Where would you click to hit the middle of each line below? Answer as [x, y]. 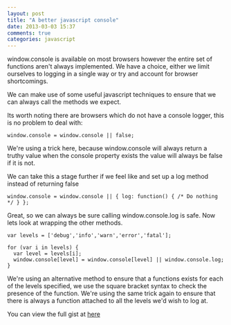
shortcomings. [28, 81]
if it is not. [21, 163]
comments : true [29, 33]
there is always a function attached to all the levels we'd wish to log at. [108, 301]
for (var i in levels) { [43, 248]
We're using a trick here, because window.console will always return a [107, 148]
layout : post [26, 14]
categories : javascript [41, 39]
